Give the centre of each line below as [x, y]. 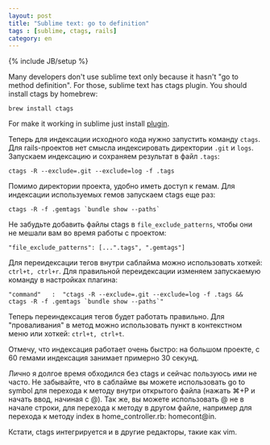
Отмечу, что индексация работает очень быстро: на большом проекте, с [134, 349]
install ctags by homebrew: [53, 94]
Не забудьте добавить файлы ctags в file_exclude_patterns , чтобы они [131, 225]
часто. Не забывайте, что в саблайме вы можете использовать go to [127, 382]
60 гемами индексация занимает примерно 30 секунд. [104, 358]
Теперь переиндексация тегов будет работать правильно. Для [116, 317]
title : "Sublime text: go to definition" [79, 23]
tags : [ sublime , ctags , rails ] [62, 31]
